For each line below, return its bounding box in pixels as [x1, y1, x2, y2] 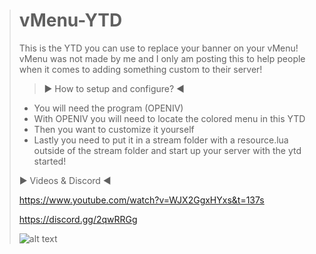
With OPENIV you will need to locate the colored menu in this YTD [33, 112, 306, 124]
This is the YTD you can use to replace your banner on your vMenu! [18, 42, 299, 54]
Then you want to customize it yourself [33, 123, 195, 135]
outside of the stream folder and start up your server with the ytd [33, 144, 302, 156]
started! [33, 155, 67, 167]
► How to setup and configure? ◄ [43, 82, 185, 94]
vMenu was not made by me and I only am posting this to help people [18, 52, 306, 64]
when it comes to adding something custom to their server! [18, 63, 263, 75]
